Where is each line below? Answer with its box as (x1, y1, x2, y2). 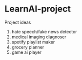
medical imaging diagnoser (11, 34, 66, 40)
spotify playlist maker (11, 39, 55, 45)
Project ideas (4, 19, 31, 25)
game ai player (11, 49, 42, 55)
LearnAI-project (4, 3, 71, 15)
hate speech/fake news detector (11, 29, 77, 34)
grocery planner (11, 44, 44, 50)
